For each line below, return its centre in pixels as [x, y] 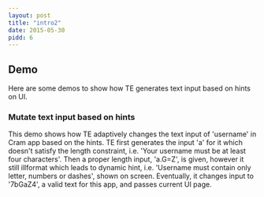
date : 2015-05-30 [37, 30]
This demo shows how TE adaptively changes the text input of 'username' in [132, 134]
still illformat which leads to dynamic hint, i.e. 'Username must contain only [130, 168]
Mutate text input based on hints [72, 117]
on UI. [18, 97]
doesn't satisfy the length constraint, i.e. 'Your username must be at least [127, 151]
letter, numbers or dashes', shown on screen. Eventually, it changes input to [131, 176]
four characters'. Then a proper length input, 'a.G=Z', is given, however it [126, 159]
